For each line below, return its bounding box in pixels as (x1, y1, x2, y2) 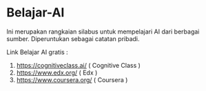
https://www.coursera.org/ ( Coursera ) (16, 75, 128, 83)
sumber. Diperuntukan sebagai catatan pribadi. (6, 34, 140, 42)
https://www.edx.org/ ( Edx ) (16, 68, 98, 77)
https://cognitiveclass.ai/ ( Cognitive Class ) (16, 61, 141, 69)
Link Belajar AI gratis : (6, 48, 68, 56)
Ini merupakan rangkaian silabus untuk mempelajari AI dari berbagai (6, 27, 200, 36)
